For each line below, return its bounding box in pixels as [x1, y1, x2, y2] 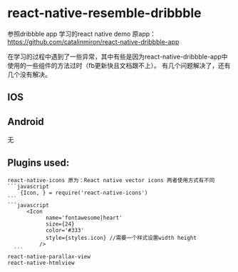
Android [7, 116, 44, 128]
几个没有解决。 [7, 70, 51, 79]
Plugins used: [7, 156, 70, 168]
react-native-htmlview [7, 259, 75, 266]
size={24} [45, 220, 75, 228]
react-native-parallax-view [7, 253, 91, 260]
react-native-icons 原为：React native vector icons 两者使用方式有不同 [7, 176, 215, 183]
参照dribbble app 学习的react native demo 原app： [7, 29, 157, 38]
